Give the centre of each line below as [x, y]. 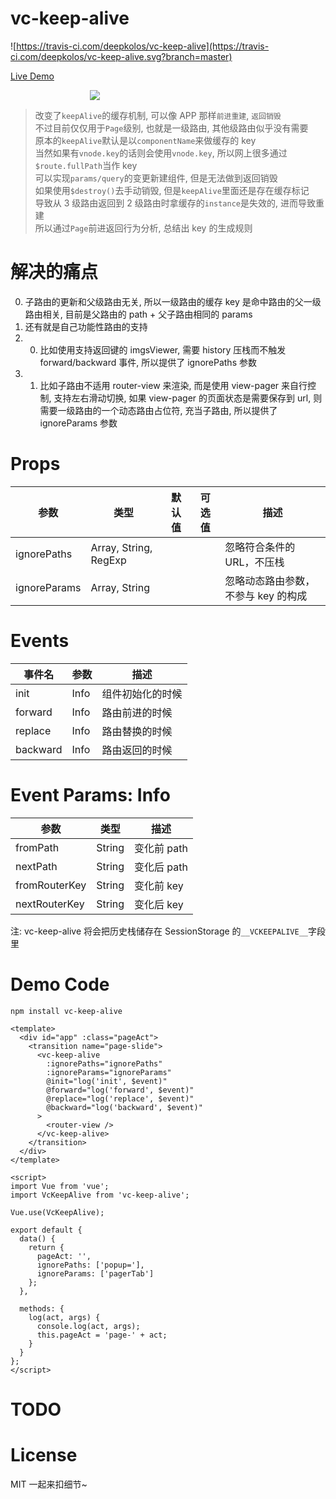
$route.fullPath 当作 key [86, 165]
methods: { [42, 1308]
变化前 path [161, 848]
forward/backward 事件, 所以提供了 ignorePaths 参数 [148, 362]
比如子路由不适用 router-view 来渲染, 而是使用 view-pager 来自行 [173, 385]
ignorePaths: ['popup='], [90, 1265]
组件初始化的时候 [142, 694]
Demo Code [60, 984]
